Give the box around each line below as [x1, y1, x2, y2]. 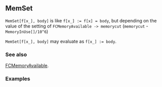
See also [5, 51, 27, 58]
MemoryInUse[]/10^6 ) [5, 28, 49, 35]
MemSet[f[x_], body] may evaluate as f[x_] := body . [5, 38, 117, 44]
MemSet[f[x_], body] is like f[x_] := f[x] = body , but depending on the [5, 17, 157, 23]
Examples [5, 75, 31, 82]
